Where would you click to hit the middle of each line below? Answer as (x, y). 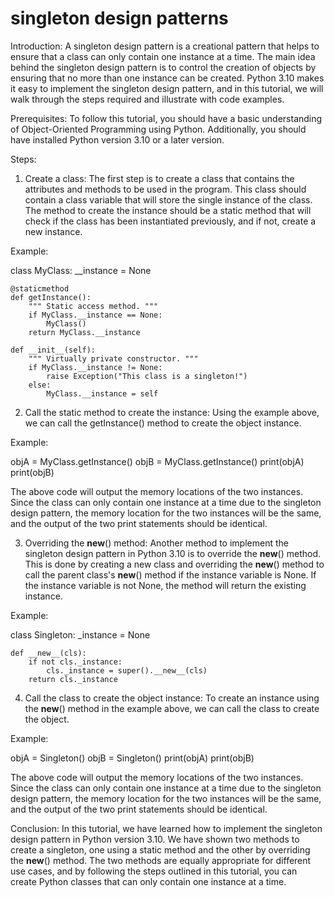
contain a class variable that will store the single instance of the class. (168, 199)
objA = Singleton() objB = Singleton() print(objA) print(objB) (132, 758)
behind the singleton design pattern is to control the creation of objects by (163, 67)
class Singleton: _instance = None (80, 634)
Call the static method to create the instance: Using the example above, (172, 412)
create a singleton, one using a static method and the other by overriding (160, 849)
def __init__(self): (53, 350)
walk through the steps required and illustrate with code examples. (147, 99)
